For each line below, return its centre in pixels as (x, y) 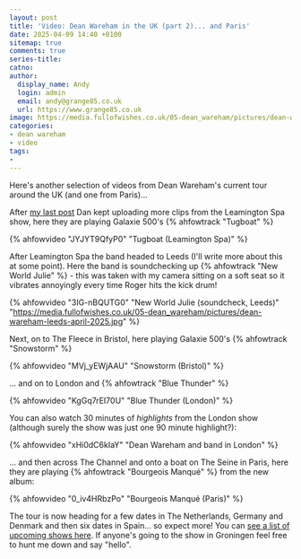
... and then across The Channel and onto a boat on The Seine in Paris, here (149, 462)
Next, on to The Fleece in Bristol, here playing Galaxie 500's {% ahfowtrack (148, 338)
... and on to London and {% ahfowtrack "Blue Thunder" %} (119, 383)
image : (21, 118)
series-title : (36, 59)
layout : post (34, 17)
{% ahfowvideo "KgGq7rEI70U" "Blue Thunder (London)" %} (121, 400)
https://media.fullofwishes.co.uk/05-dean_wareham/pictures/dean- (138, 311)
